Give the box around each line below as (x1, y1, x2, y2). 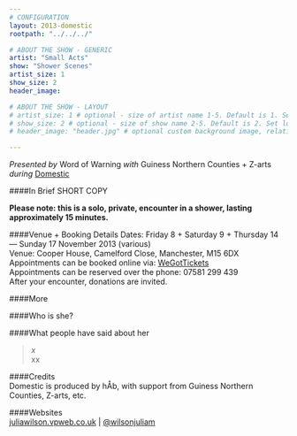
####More (9, 294, 49, 304)
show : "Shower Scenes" (9, 62, 93, 71)
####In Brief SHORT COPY (9, 186, 109, 196)
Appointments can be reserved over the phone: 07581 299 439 (9, 267, 239, 278)
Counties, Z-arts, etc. (9, 390, 87, 401)
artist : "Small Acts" (9, 54, 89, 63)
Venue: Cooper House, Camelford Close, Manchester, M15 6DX (9, 249, 240, 259)
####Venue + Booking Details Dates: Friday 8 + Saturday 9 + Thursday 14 (9, 229, 279, 240)
